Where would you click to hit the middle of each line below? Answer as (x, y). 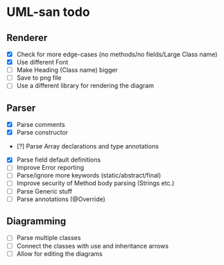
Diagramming (36, 222)
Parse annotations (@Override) (61, 199)
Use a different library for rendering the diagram (85, 86)
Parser (21, 108)
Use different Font (42, 62)
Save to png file (39, 78)
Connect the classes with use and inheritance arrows (93, 246)
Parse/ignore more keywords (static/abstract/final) (89, 176)
